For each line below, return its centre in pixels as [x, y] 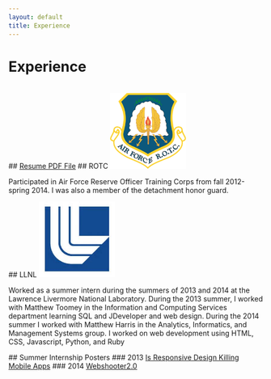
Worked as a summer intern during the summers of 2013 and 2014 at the [129, 290]
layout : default [36, 17]
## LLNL [23, 275]
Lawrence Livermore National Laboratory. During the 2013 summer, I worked [136, 299]
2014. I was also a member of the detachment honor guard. [130, 191]
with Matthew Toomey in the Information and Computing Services [118, 308]
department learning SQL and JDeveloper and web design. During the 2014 [134, 316]
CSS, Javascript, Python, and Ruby [67, 342]
